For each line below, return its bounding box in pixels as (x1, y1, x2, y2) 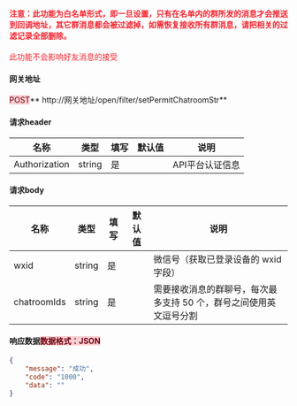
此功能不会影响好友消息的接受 (9, 51, 118, 62)
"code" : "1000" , (25, 372, 86, 381)
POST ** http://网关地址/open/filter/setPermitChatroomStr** (9, 95, 228, 105)
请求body (9, 185, 44, 195)
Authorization (13, 157, 70, 170)
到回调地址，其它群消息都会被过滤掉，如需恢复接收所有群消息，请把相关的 (9, 19, 280, 30)
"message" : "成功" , (25, 364, 95, 373)
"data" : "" (25, 380, 65, 389)
